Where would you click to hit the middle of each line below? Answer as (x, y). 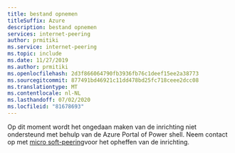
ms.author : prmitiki (38, 67)
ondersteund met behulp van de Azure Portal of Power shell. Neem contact (117, 134)
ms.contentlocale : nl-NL (44, 93)
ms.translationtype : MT (43, 87)
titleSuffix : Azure (36, 21)
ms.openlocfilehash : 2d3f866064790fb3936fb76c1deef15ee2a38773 (103, 73)
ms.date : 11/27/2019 (38, 60)
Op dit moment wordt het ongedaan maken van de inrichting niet (102, 127)
